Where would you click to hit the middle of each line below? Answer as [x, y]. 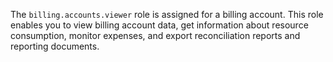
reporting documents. [55, 46]
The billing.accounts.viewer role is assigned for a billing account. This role [167, 14]
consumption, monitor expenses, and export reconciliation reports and [155, 35]
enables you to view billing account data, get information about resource [159, 25]
